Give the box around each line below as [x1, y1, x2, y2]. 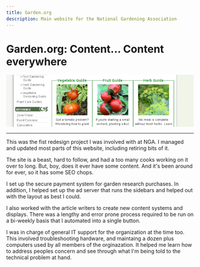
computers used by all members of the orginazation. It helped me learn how [6, 241, 192, 249]
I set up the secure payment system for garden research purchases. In [6, 180, 179, 187]
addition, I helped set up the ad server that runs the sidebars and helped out [6, 187, 193, 194]
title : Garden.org [6, 10, 52, 15]
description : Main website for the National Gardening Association [6, 15, 177, 22]
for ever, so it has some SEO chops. [6, 169, 94, 176]
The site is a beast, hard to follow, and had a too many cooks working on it [6, 156, 189, 164]
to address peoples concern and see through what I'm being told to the [6, 247, 181, 255]
